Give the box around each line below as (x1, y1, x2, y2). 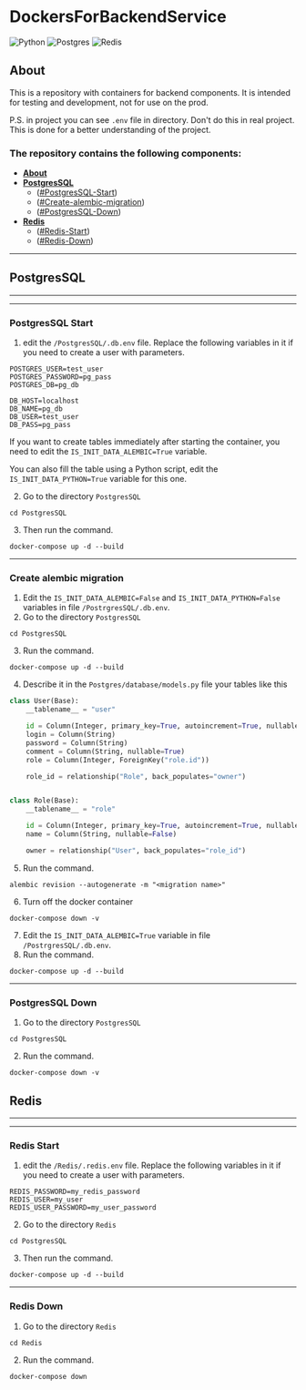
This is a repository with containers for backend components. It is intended (9, 87, 291, 97)
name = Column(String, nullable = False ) (25, 830, 178, 839)
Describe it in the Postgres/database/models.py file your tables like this (22, 679, 289, 690)
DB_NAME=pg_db (9, 404, 64, 414)
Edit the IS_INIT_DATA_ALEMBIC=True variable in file (22, 929, 211, 940)
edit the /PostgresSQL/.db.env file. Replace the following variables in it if (22, 337, 294, 348)
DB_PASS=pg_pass (9, 421, 71, 430)
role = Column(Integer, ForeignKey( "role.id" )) (25, 755, 209, 764)
